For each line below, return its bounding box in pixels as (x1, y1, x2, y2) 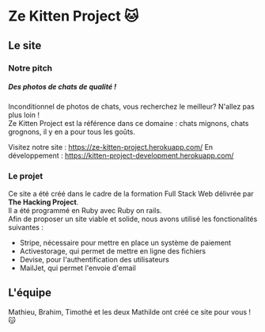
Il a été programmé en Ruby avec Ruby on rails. (8, 205, 162, 215)
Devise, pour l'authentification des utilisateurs (19, 254, 170, 264)
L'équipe (8, 286, 51, 300)
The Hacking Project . (8, 197, 79, 207)
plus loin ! (8, 110, 40, 120)
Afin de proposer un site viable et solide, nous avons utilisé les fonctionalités (8, 214, 258, 223)
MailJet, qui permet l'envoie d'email (19, 263, 136, 273)
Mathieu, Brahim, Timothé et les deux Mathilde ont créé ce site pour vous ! (8, 307, 252, 316)
